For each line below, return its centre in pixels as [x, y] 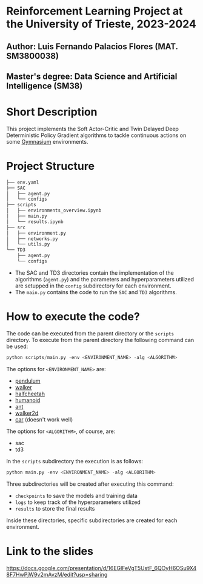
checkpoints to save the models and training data [76, 495]
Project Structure [51, 166]
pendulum [28, 381]
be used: [17, 346]
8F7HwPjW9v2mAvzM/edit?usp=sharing [57, 574]
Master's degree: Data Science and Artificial [92, 76]
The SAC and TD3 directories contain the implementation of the [95, 273]
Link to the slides [50, 551]
